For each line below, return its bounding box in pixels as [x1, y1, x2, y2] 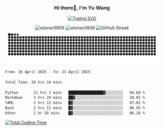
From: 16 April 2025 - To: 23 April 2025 [5, 69, 91, 75]
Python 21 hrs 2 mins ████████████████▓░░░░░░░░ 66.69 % [5, 90, 145, 95]
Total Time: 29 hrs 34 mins [5, 80, 62, 85]
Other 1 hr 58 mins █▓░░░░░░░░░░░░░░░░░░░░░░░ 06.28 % [5, 111, 145, 116]
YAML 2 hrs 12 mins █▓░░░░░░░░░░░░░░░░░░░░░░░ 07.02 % [5, 100, 145, 106]
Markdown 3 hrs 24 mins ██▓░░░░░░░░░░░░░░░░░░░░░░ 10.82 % [5, 95, 145, 100]
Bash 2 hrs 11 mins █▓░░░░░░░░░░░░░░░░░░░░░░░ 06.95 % [5, 106, 145, 110]
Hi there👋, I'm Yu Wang [54, 4, 110, 11]
